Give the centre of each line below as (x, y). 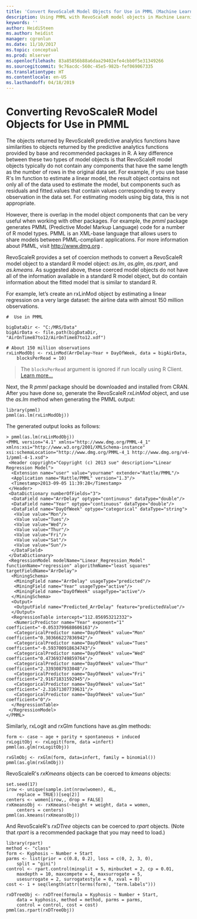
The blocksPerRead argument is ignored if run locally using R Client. (101, 369)
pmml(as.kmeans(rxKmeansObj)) (43, 815)
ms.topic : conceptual (33, 50)
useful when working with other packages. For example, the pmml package (97, 221)
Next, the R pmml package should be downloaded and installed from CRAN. (98, 387)
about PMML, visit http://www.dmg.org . (55, 245)
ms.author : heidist (30, 34)
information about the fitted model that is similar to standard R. (81, 282)
